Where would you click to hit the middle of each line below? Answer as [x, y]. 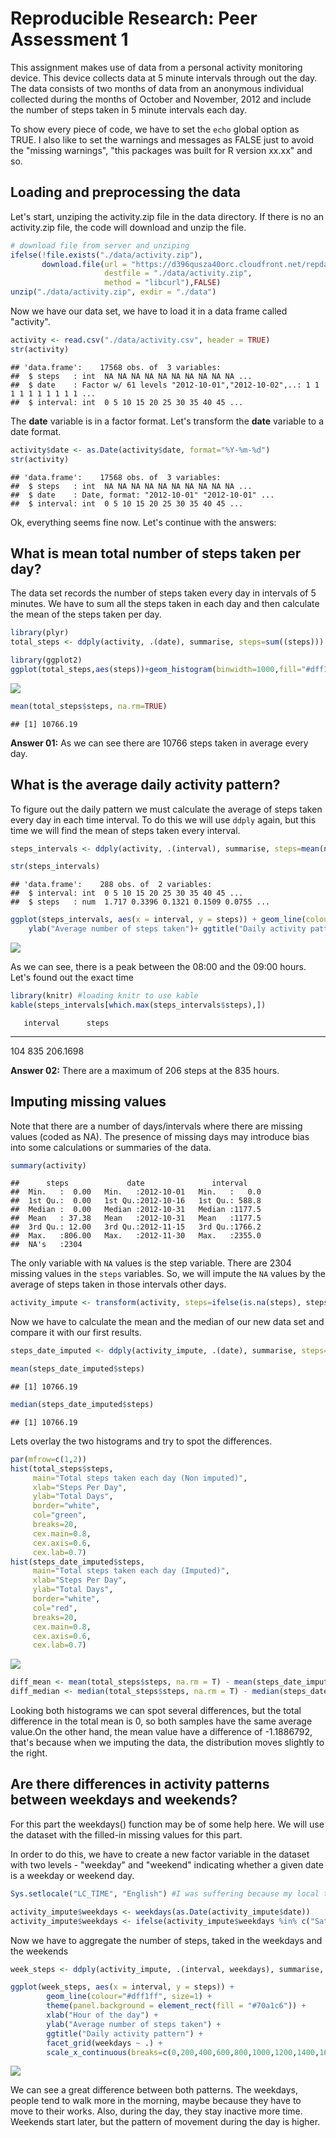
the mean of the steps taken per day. [86, 614]
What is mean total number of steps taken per [156, 553]
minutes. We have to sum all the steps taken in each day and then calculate [165, 604]
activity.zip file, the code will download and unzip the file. [128, 227]
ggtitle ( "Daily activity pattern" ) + [124, 2033]
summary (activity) [48, 1165]
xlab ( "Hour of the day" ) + [102, 2015]
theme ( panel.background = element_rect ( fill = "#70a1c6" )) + [176, 2006]
